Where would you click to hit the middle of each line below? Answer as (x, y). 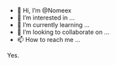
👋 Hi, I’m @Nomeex (44, 10)
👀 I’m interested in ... (46, 18)
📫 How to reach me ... (48, 40)
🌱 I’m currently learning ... (53, 25)
